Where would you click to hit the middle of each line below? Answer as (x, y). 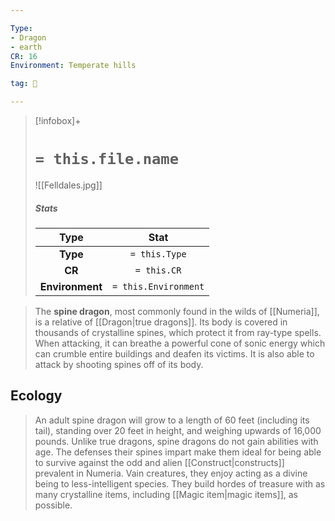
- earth (26, 47)
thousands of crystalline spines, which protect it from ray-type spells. (178, 332)
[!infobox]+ (58, 120)
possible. (53, 505)
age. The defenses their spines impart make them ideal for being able (178, 452)
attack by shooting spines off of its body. (119, 364)
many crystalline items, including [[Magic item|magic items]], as (166, 494)
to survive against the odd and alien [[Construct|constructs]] (159, 462)
